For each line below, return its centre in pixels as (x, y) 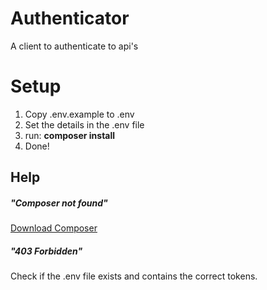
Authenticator (70, 18)
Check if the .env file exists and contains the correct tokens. (134, 276)
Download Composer (54, 228)
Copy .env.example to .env (79, 114)
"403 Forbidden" (46, 251)
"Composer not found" (59, 203)
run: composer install (70, 135)
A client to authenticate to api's (74, 46)
